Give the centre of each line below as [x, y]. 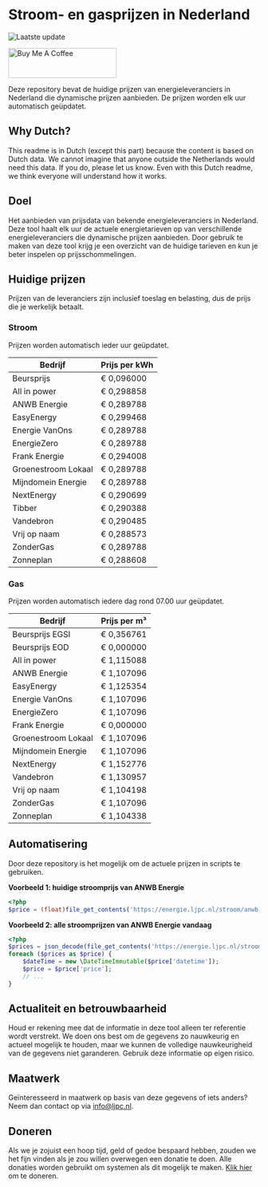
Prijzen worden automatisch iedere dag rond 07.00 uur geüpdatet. [116, 601]
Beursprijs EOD [41, 647]
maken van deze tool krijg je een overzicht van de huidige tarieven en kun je [133, 246]
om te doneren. [33, 1176]
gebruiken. [26, 872]
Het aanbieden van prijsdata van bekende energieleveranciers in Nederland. [134, 220]
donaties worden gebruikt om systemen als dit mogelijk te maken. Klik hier [130, 1168]
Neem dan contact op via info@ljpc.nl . [71, 1106]
